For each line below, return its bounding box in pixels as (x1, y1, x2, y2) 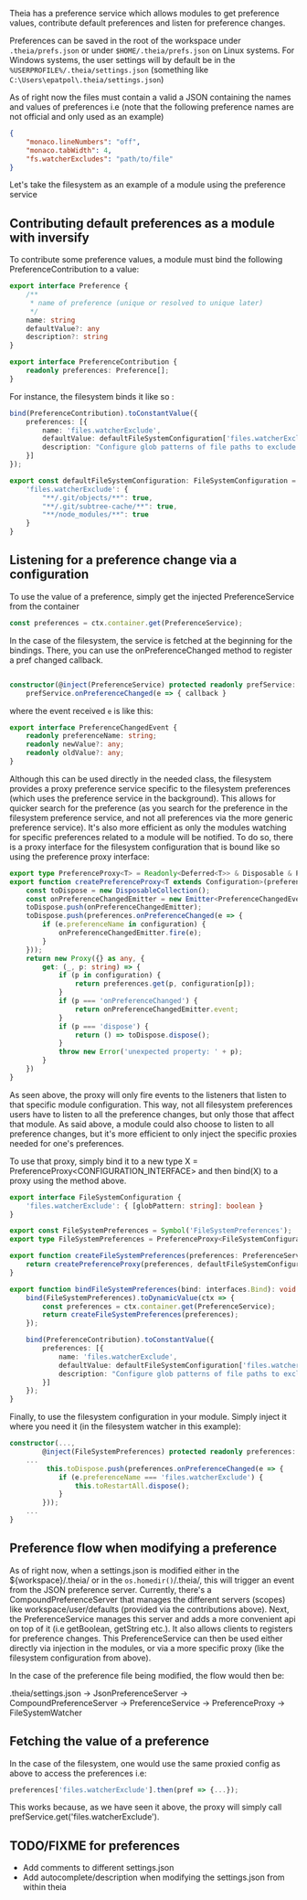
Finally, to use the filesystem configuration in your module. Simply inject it (9, 1412, 288, 1423)
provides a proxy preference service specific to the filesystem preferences (9, 783, 291, 794)
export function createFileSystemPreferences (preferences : (9, 1252, 239, 1261)
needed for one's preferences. (9, 1137, 125, 1148)
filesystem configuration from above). (9, 1652, 152, 1663)
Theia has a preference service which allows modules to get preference (9, 8, 281, 18)
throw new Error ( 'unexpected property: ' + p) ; (58, 1047, 244, 1057)
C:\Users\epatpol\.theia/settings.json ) (9, 74, 164, 85)
